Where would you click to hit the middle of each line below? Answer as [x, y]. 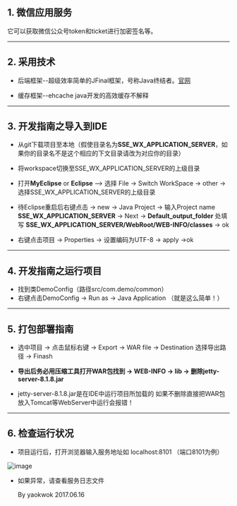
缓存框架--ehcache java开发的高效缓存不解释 [83, 95]
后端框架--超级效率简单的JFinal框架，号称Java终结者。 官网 [104, 80]
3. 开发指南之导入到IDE [57, 127]
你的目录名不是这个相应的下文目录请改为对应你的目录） [104, 153]
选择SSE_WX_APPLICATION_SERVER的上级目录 [86, 192]
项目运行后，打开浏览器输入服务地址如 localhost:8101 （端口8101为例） [120, 452]
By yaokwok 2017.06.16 [51, 494]
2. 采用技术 [31, 62]
